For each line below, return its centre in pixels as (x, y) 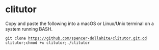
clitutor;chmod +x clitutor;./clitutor (48, 43)
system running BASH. (29, 29)
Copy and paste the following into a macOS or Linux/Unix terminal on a (80, 23)
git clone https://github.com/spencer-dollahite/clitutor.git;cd (76, 38)
